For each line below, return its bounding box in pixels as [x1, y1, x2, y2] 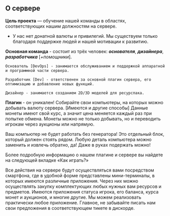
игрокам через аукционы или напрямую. [5, 121, 95, 127]
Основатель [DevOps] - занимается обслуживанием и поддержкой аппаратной [5, 63, 165, 68]
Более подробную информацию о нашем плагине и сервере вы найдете [5, 152, 163, 158]
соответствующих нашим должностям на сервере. [5, 23, 117, 29]
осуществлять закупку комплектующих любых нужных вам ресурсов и [5, 183, 162, 189]
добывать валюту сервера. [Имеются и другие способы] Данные [5, 105, 149, 111]
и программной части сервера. [5, 68, 70, 73]
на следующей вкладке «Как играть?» [5, 157, 89, 163]
